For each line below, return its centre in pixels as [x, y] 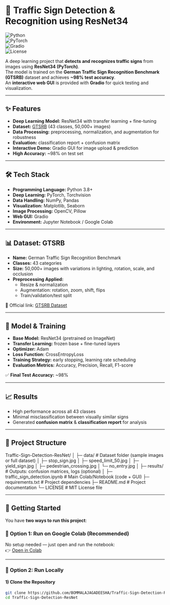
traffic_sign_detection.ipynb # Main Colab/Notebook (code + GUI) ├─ [77, 477]
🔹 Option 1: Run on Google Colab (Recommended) [67, 533]
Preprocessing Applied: [38, 279]
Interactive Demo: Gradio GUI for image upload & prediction [75, 148]
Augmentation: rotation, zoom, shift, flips [62, 290]
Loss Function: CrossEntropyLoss [48, 354]
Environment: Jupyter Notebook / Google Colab [63, 222]
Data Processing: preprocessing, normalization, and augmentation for [86, 132]
